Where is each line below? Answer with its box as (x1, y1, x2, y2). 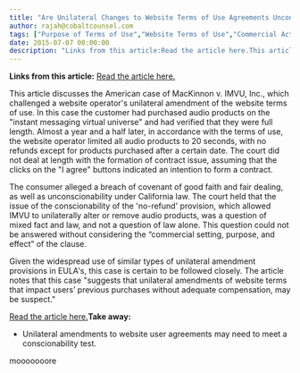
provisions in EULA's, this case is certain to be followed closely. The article (9, 266, 284, 276)
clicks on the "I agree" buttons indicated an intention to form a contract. (9, 165, 273, 175)
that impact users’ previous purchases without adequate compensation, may (9, 284, 291, 295)
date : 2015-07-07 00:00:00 (9, 38, 110, 47)
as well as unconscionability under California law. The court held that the (9, 191, 277, 202)
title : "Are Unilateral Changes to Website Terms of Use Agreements (9, 13, 270, 22)
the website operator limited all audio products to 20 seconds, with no (9, 136, 267, 147)
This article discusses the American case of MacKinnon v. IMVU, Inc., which (9, 89, 290, 99)
